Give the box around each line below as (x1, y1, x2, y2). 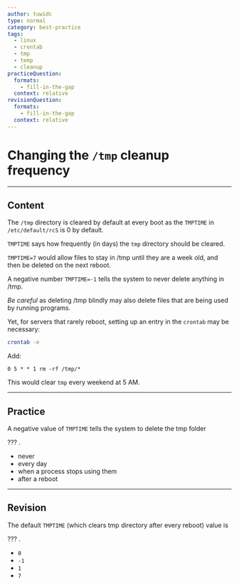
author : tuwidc (7, 10, 53, 18)
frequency (7, 162, 70, 178)
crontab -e (7, 339, 40, 346)
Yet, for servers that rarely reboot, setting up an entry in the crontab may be (7, 318, 230, 326)
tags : (7, 30, 23, 38)
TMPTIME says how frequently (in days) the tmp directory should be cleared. (7, 239, 225, 248)
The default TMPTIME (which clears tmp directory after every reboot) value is (7, 521, 229, 529)
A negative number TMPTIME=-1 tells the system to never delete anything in (7, 275, 225, 284)
